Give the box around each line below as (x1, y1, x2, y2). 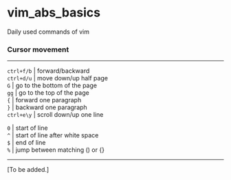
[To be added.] (7, 166, 49, 174)
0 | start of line (7, 124, 48, 132)
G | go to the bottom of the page (7, 81, 98, 90)
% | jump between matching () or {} (7, 146, 105, 154)
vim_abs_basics (7, 5, 101, 21)
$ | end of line (7, 139, 46, 147)
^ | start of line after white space (7, 131, 99, 139)
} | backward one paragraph (7, 103, 87, 111)
